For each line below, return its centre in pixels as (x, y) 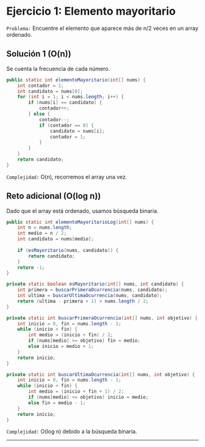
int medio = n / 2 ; (42, 234)
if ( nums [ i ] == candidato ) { (65, 103)
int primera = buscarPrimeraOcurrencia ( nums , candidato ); (92, 290)
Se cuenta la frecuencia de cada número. (58, 68)
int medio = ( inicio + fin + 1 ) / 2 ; (76, 392)
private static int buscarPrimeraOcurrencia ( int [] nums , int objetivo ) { (102, 318)
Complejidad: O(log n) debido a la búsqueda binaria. (72, 432)
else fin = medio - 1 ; (57, 403)
